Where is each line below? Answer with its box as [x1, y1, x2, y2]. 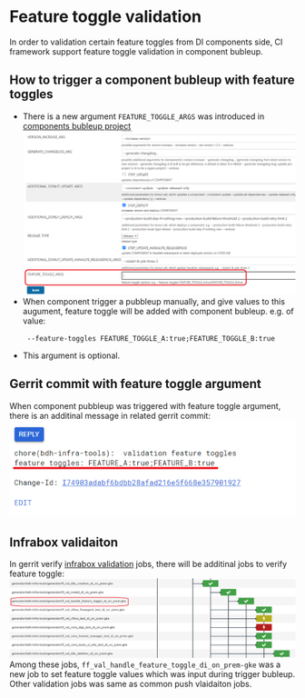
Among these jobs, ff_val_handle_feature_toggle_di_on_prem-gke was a [9, 659, 281, 670]
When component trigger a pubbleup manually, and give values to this [22, 296, 286, 307]
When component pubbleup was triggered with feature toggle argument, [9, 400, 281, 411]
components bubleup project [22, 120, 132, 131]
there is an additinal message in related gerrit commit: [9, 410, 212, 421]
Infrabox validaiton [9, 534, 119, 550]
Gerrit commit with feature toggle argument [9, 376, 261, 392]
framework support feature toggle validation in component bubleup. [9, 45, 263, 56]
